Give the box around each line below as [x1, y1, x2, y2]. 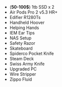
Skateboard [9, 46, 33, 51]
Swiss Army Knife [9, 61, 45, 67]
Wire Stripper [9, 71, 37, 77]
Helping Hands [9, 25, 39, 31]
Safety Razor [9, 40, 36, 46]
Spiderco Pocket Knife [9, 51, 54, 56]
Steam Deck [9, 56, 34, 61]
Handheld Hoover [9, 19, 45, 25]
